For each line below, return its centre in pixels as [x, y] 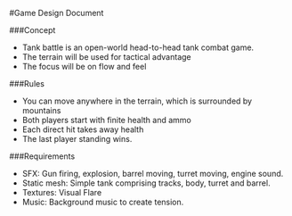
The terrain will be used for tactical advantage [106, 57]
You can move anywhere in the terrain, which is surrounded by [137, 101]
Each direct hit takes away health [83, 129]
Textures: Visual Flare [62, 192]
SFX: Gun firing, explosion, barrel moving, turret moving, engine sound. [153, 174]
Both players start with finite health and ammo [106, 120]
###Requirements [42, 156]
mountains [41, 110]
